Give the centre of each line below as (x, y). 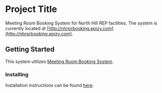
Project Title (31, 9)
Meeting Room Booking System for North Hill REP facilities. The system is (81, 23)
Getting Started (30, 49)
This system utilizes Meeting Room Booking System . (60, 61)
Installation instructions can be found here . (50, 85)
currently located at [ (27, 28)
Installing (17, 74)
